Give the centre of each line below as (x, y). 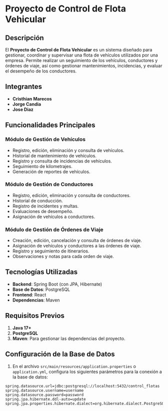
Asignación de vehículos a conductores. (54, 216)
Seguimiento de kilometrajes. (42, 166)
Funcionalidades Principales (50, 125)
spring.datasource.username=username (44, 390)
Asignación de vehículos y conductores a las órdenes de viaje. (77, 246)
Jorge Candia (27, 104)
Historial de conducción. (38, 200)
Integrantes (24, 87)
